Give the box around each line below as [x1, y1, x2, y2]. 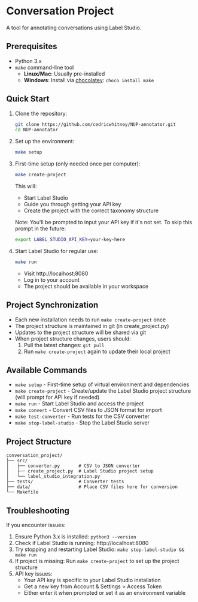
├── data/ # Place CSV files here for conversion [6, 484, 178, 490]
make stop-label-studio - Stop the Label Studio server [14, 419, 150, 426]
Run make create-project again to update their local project [23, 348, 170, 355]
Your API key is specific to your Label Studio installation [23, 577, 162, 584]
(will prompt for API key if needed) [14, 394, 100, 401]
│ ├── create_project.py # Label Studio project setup [6, 468, 154, 474]
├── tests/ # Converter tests [6, 478, 124, 485]
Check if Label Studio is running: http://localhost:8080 [14, 540, 149, 547]
